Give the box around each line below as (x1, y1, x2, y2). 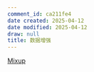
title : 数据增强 (7, 37, 51, 44)
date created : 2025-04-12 (7, 17, 84, 24)
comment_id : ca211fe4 (7, 10, 72, 18)
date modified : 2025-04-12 (7, 24, 88, 31)
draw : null (7, 30, 40, 38)
